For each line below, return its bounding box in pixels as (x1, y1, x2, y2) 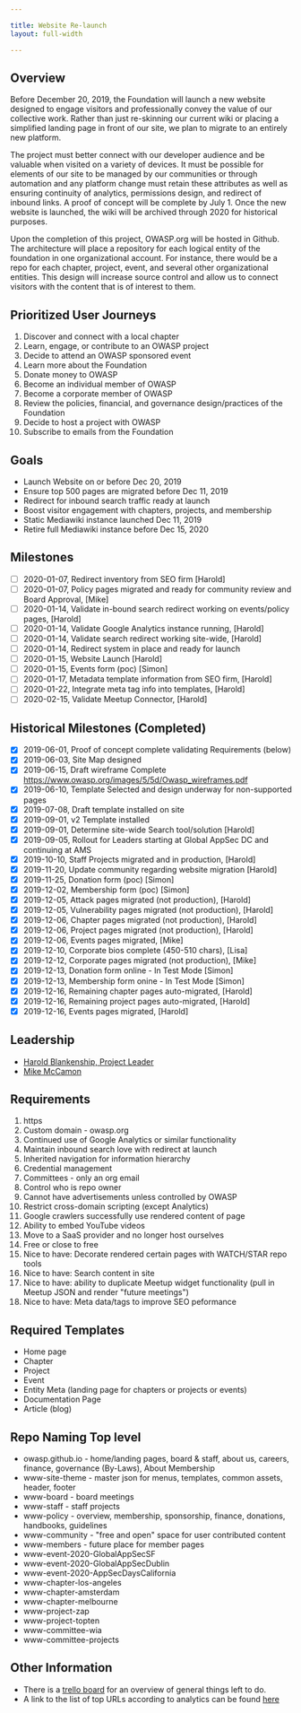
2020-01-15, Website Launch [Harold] (22, 654, 163, 665)
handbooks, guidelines (22, 1520, 107, 1530)
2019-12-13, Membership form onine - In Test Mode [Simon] (22, 975, 245, 987)
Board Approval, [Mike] (22, 594, 109, 604)
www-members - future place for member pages (22, 1539, 205, 1550)
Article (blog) (22, 1404, 73, 1414)
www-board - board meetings (22, 1491, 134, 1502)
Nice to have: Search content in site (22, 1268, 155, 1279)
